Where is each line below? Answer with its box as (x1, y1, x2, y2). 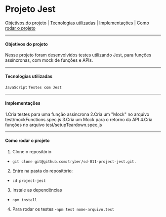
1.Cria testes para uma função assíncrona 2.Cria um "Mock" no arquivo (5, 111, 150, 117)
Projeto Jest (5, 3, 56, 15)
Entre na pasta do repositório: (12, 168, 73, 174)
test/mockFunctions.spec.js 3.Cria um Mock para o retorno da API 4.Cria (5, 116, 153, 122)
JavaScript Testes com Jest (5, 85, 62, 90)
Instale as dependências (12, 187, 62, 193)
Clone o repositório (12, 148, 52, 154)
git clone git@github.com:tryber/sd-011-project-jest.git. (12, 159, 137, 164)
